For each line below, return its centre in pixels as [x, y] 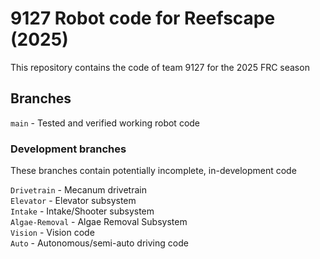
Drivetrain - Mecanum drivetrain [78, 190]
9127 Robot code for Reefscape [143, 18]
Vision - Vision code [52, 233]
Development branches [68, 149]
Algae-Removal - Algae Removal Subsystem [99, 222]
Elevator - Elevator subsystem [73, 201]
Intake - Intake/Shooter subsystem [82, 211]
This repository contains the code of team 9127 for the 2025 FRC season [160, 67]
